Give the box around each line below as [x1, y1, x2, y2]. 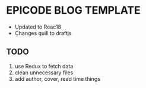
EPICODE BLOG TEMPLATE [6, 4, 141, 17]
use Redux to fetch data [14, 62, 74, 70]
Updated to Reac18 [14, 23, 61, 30]
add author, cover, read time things [14, 75, 101, 82]
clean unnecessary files [14, 69, 74, 76]
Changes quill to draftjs [14, 29, 72, 36]
